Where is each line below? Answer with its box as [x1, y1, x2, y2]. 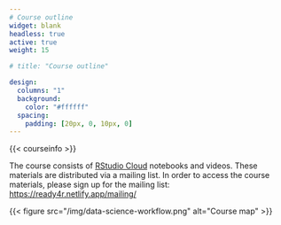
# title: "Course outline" [9, 62, 109, 71]
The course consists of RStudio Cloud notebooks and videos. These [9, 160, 258, 171]
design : [9, 78, 38, 87]
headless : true [9, 29, 66, 38]
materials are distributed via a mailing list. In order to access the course [9, 170, 270, 181]
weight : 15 [9, 46, 50, 55]
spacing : [17, 111, 50, 120]
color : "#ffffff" [25, 103, 90, 112]
